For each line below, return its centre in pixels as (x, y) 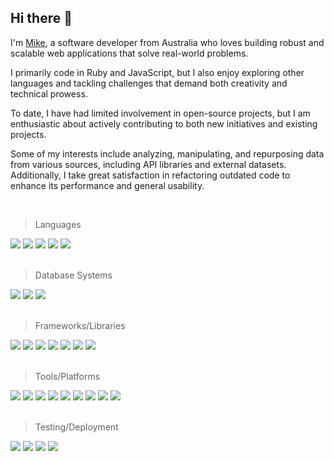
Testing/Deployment (76, 427)
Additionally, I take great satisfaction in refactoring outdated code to (150, 175)
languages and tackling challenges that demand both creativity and (149, 83)
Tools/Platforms (67, 376)
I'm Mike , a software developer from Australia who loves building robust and (167, 42)
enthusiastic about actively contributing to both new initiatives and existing (164, 123)
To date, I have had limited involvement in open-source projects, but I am (160, 113)
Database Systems (73, 275)
